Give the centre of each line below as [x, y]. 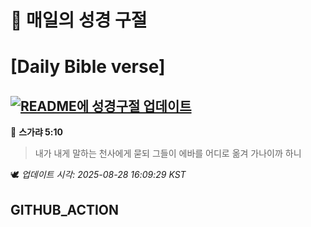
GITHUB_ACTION [65, 209]
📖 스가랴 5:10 [36, 132]
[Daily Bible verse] [88, 67]
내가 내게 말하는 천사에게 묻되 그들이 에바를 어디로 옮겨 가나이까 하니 [168, 153]
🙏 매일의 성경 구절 [79, 20]
